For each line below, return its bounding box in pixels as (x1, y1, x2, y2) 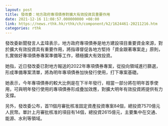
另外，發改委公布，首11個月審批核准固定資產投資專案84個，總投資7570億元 (5, 103, 160, 109)
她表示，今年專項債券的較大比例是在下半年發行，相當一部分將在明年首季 (5, 80, 154, 86)
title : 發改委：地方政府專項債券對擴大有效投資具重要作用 (5, 12, 110, 17)
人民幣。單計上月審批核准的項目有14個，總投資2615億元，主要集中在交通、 (5, 109, 160, 115)
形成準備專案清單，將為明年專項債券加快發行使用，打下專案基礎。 (5, 69, 141, 75)
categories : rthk (5, 26, 41, 31)
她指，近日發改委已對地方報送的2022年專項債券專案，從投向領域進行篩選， (5, 63, 161, 69)
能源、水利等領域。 (5, 116, 45, 122)
